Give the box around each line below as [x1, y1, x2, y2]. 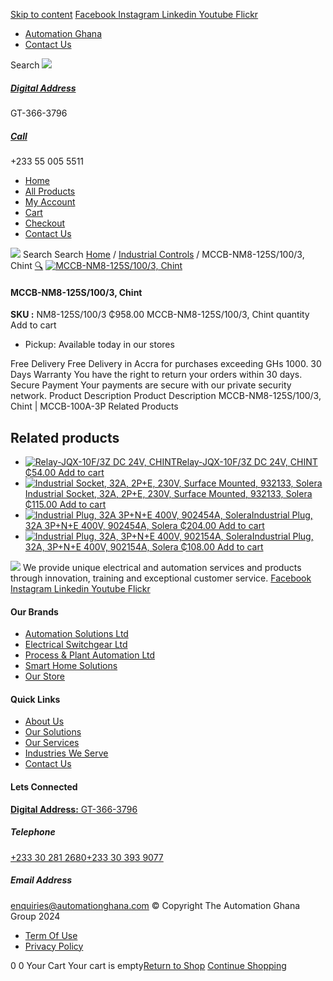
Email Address [10, 874, 73, 886]
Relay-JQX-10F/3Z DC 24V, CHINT [176, 455, 318, 468]
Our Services [24, 737, 80, 749]
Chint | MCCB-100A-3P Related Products [10, 400, 179, 413]
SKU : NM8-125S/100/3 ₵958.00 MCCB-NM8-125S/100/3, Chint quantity [10, 309, 310, 321]
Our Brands [10, 605, 59, 618]
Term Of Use [24, 929, 78, 941]
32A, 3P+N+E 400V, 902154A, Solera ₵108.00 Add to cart [24, 540, 264, 553]
